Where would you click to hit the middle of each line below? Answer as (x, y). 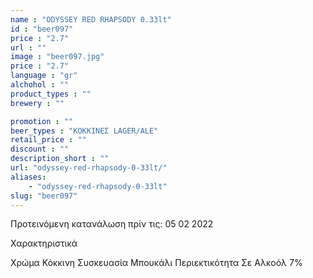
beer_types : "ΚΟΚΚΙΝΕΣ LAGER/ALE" (84, 131)
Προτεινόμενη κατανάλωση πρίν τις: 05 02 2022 (112, 224)
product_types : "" (51, 94)
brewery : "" (37, 103)
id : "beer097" (42, 29)
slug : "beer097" (44, 196)
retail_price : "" (48, 140)
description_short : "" (60, 159)
